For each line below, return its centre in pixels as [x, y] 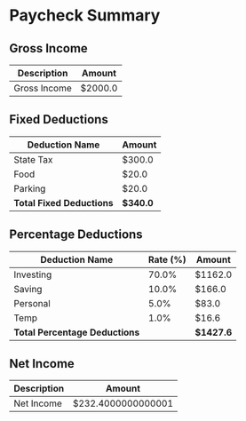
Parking [30, 188]
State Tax [33, 159]
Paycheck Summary [85, 16]
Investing [33, 274]
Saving [28, 289]
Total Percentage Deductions [77, 332]
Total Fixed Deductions [63, 203]
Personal [32, 303]
